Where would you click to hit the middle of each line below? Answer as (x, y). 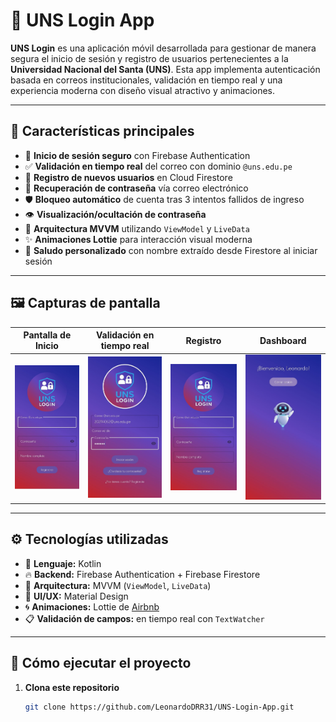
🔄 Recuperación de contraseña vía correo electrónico (136, 188)
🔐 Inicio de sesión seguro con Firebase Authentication (137, 155)
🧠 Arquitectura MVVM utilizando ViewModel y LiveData (137, 228)
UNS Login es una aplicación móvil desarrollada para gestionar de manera (163, 48)
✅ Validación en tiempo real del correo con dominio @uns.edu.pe (158, 166)
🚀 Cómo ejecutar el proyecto (101, 663)
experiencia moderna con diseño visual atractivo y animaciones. (142, 90)
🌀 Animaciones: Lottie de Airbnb (92, 606)
